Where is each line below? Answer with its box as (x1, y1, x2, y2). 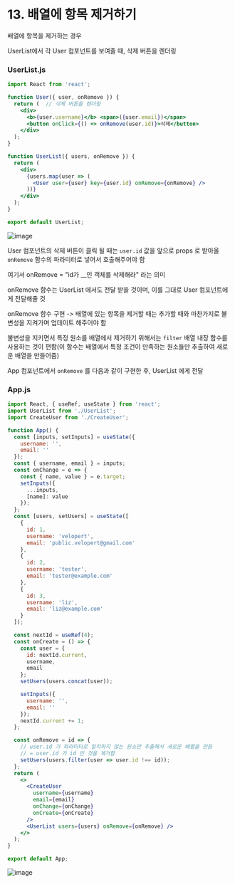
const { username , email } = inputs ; (14, 460, 126, 467)
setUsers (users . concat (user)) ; (20, 678, 113, 685)
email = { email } (33, 796, 75, 804)
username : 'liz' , (26, 599, 78, 606)
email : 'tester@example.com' (26, 572, 113, 580)
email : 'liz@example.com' (26, 606, 103, 613)
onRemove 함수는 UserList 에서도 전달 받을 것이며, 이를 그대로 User (7, 285, 198, 294)
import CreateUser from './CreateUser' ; (7, 414, 130, 421)
